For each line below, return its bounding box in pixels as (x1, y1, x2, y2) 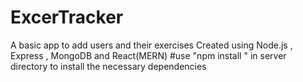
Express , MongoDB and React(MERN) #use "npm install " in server (10, 49, 287, 61)
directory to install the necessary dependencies (10, 60, 207, 72)
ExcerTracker (10, 6, 124, 29)
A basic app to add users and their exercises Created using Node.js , (10, 39, 293, 51)
